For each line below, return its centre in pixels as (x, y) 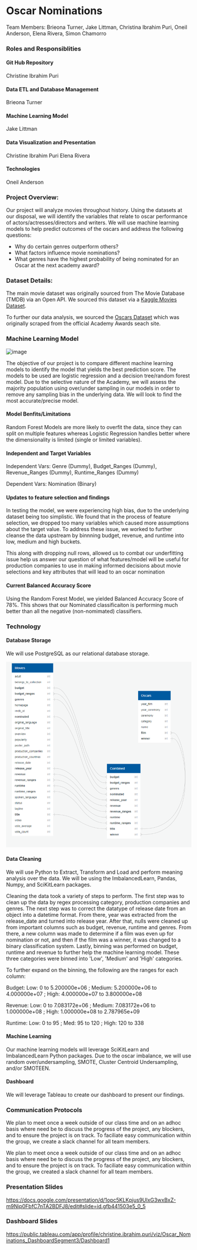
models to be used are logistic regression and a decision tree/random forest (98, 376)
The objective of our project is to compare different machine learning (90, 363)
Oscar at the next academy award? (57, 266)
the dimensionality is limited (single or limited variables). (74, 439)
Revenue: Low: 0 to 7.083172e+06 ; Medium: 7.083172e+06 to (81, 1005)
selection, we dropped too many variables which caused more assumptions (98, 523)
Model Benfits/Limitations (39, 414)
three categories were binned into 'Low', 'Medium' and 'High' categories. (95, 959)
